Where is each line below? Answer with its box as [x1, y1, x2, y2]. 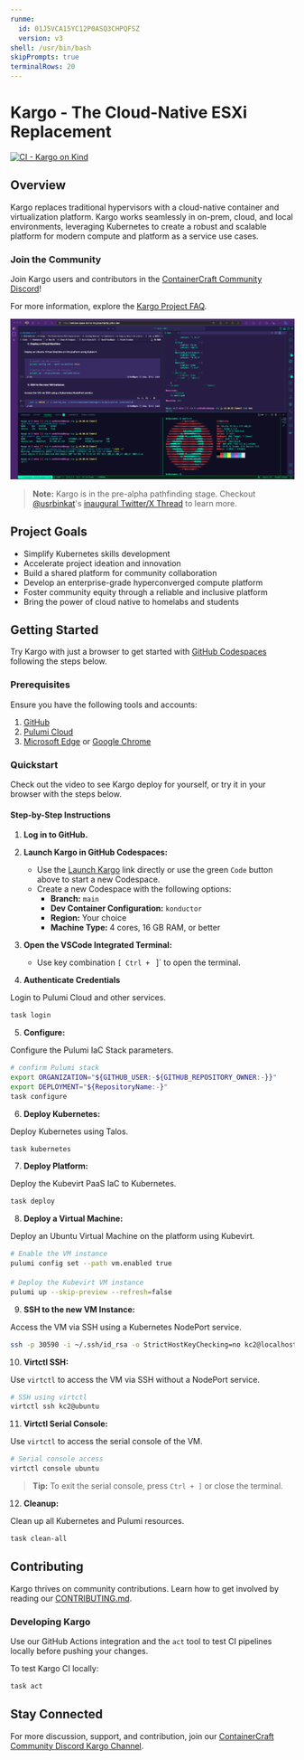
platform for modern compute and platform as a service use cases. [10, 231, 260, 241]
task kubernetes [10, 1144, 71, 1153]
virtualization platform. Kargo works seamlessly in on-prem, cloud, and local [10, 211, 294, 222]
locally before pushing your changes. [10, 1646, 149, 1657]
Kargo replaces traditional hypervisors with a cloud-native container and [10, 202, 280, 213]
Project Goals [10, 525, 88, 540]
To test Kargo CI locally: [10, 1663, 99, 1674]
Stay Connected [10, 1707, 103, 1722]
